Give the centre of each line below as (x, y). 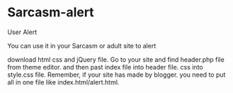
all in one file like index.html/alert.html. (63, 82)
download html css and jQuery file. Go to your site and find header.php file (116, 59)
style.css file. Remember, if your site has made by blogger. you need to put (116, 75)
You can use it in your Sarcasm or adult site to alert (82, 45)
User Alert (22, 32)
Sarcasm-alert (51, 12)
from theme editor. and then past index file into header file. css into (105, 67)
